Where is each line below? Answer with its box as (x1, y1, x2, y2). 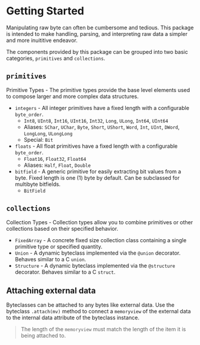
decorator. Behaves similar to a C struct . (14, 268, 116, 276)
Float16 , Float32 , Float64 (23, 155, 87, 162)
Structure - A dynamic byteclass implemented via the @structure (14, 262, 176, 269)
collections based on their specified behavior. (6, 225, 118, 232)
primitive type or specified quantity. (14, 243, 103, 250)
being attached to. (20, 332, 66, 339)
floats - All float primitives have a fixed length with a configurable (14, 142, 178, 149)
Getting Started (6, 4, 85, 18)
